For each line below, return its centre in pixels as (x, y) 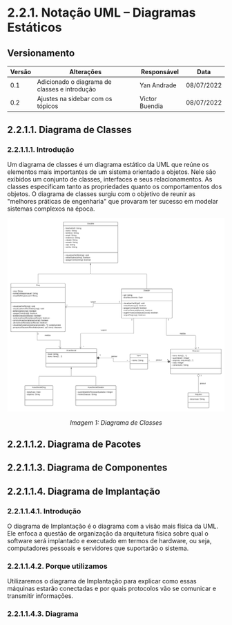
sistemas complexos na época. (51, 209)
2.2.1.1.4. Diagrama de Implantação (84, 491)
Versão (21, 71)
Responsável (160, 71)
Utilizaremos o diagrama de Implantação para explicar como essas (102, 581)
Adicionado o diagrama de (74, 82)
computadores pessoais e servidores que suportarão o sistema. (98, 548)
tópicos (48, 106)
